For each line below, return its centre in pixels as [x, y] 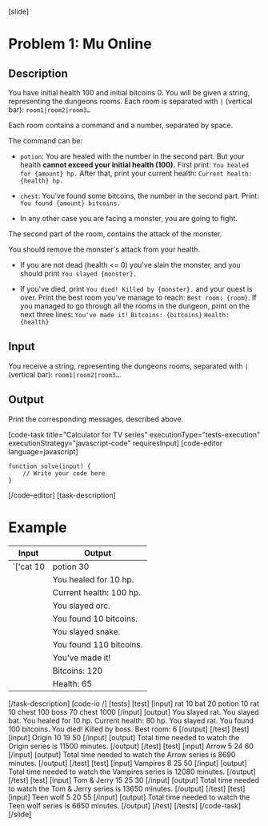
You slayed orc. [81, 606]
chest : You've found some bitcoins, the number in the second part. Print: [139, 196]
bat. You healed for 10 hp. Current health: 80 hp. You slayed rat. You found [131, 720]
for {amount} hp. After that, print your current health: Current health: [136, 173]
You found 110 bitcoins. [98, 644]
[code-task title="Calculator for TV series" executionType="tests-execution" [134, 434]
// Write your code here [64, 473]
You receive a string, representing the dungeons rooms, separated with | [128, 366]
